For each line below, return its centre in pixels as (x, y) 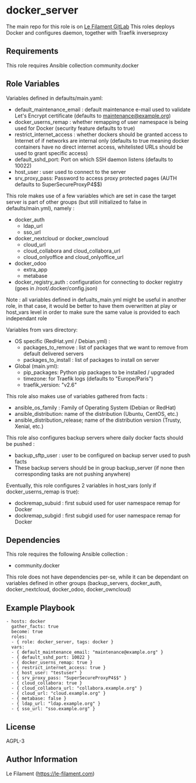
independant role (27, 318)
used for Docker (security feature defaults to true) (75, 128)
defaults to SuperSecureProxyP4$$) (58, 184)
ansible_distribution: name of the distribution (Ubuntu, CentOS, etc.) (96, 414)
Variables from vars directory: (42, 330)
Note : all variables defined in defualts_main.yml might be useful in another (96, 300)
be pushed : (20, 443)
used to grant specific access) (51, 153)
